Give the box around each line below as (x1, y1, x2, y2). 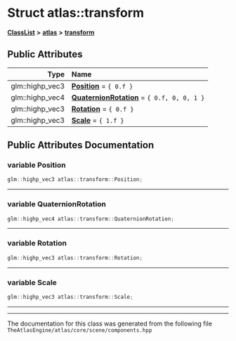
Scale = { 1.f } (71, 115, 124, 125)
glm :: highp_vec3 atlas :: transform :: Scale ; (7, 293, 133, 300)
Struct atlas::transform (7, 5, 145, 21)
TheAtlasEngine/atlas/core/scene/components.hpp (7, 326, 152, 334)
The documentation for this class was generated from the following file (7, 319, 213, 328)
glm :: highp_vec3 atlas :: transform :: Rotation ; (7, 254, 143, 261)
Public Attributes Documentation (7, 139, 155, 152)
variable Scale (7, 277, 58, 287)
